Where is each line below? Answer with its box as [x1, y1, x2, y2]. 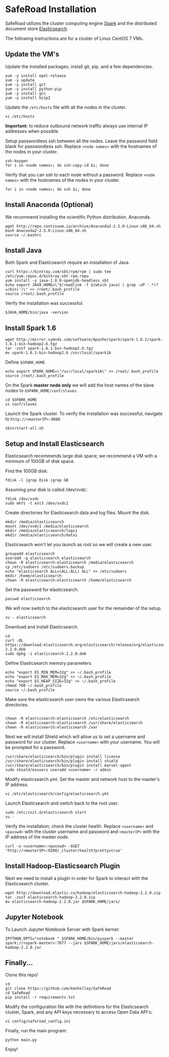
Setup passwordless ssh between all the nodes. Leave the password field [5, 138, 157, 144]
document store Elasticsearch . [5, 25, 68, 31]
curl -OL [5, 638, 24, 643]
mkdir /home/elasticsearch [5, 573, 62, 578]
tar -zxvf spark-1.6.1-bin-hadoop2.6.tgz [5, 346, 94, 351]
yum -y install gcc [5, 91, 46, 96]
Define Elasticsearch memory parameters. [5, 660, 93, 666]
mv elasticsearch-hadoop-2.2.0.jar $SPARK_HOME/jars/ [5, 899, 121, 904]
